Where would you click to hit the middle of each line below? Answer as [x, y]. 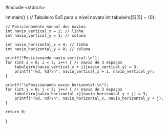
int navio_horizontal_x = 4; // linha [47, 45]
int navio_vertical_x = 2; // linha [44, 31]
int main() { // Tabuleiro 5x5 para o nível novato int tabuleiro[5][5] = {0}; [81, 17]
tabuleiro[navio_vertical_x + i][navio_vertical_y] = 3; [77, 67]
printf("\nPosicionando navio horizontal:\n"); [57, 85]
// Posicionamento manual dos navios [46, 27]
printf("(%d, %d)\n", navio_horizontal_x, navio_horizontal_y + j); [89, 98]
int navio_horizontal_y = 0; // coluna [48, 49]
